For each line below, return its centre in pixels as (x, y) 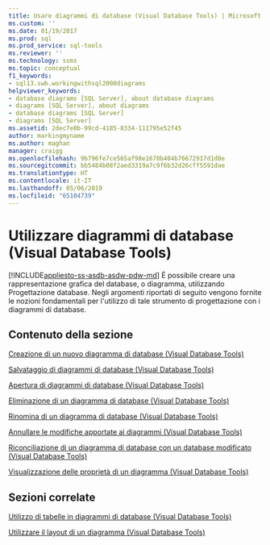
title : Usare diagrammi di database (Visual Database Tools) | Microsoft (135, 16)
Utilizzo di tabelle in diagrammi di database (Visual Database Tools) (120, 517)
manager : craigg (35, 151)
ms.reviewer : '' (35, 53)
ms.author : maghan (39, 143)
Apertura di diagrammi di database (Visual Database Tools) (106, 385)
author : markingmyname (46, 135)
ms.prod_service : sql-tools (56, 46)
